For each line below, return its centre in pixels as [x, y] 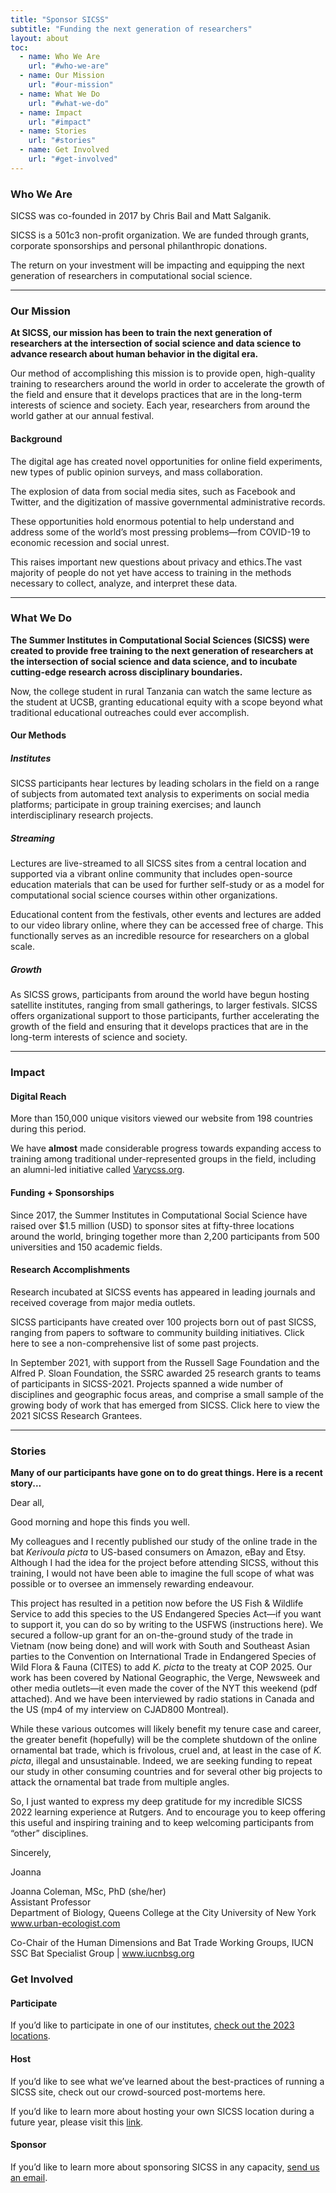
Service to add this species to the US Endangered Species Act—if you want [166, 1614]
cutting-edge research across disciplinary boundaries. [126, 672]
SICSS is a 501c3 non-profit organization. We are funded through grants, [160, 235]
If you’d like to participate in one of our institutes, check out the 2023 [152, 2025]
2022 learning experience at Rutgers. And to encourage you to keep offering [168, 1812]
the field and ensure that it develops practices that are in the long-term [156, 395]
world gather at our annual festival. [82, 416]
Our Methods [38, 735]
